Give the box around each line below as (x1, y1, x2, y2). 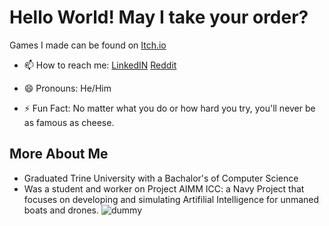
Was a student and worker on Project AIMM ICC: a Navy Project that (23, 182, 305, 195)
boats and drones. (23, 204, 100, 216)
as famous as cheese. (23, 116, 115, 128)
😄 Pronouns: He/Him (23, 82, 112, 94)
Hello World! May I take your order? (9, 6, 309, 29)
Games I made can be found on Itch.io (9, 39, 167, 51)
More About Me (9, 146, 109, 163)
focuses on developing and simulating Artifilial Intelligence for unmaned (23, 193, 320, 205)
